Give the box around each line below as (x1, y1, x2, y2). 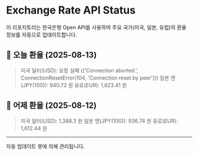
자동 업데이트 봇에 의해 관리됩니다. (6, 143, 85, 150)
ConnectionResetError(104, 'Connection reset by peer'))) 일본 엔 (20, 74, 176, 81)
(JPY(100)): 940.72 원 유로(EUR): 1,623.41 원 (20, 81, 127, 88)
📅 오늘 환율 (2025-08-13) (6, 50, 97, 60)
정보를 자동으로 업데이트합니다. (6, 31, 78, 38)
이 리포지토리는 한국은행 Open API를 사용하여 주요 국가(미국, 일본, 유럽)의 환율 (6, 24, 187, 31)
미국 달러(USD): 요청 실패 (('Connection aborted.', (20, 67, 138, 74)
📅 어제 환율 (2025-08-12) (6, 101, 97, 111)
